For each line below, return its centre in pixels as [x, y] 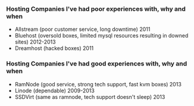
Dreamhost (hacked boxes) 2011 [54, 48]
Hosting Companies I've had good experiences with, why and [97, 64]
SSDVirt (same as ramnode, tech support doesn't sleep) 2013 [90, 96]
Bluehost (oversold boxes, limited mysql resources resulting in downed [101, 36]
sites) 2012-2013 [35, 42]
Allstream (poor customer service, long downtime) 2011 [82, 29]
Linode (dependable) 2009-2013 [55, 91]
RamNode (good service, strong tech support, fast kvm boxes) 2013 [98, 84]
